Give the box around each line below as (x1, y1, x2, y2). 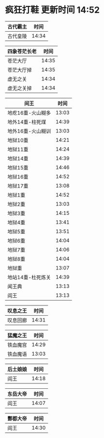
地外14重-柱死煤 (7, 118, 46, 125)
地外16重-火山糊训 (7, 128, 51, 134)
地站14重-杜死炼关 (7, 274, 51, 281)
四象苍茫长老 (7, 48, 37, 55)
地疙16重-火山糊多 (7, 109, 51, 116)
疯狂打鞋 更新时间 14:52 (5, 4, 100, 16)
